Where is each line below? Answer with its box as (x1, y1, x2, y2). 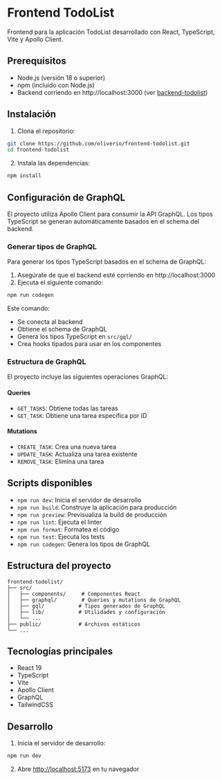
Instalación (7, 109, 57, 120)
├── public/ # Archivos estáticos (7, 621, 140, 628)
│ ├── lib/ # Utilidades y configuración (7, 608, 166, 615)
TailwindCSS (17, 700, 54, 709)
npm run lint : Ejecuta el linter (17, 518, 102, 526)
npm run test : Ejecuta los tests (17, 532, 105, 541)
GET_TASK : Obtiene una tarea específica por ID (17, 411, 147, 419)
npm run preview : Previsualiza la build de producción (17, 510, 167, 518)
